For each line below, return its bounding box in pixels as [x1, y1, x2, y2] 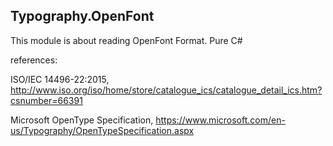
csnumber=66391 [10, 94, 83, 106]
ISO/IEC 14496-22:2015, [10, 73, 110, 85]
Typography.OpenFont [10, 8, 155, 25]
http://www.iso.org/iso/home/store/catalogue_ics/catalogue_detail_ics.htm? [10, 84, 323, 96]
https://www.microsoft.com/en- [155, 114, 286, 126]
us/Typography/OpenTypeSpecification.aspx [10, 124, 195, 136]
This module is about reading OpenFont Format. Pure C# [10, 34, 243, 46]
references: [10, 54, 58, 66]
